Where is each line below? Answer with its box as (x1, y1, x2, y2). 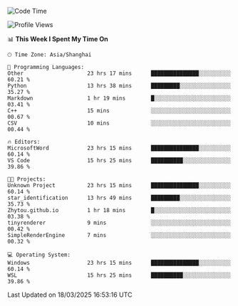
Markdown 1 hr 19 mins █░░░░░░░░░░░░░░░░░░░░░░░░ (7, 95, 232, 102)
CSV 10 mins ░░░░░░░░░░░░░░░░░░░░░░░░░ (7, 120, 232, 127)
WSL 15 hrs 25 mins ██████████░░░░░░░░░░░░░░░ (7, 272, 232, 279)
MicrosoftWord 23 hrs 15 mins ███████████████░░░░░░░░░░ (7, 144, 232, 152)
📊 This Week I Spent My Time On (7, 35, 108, 43)
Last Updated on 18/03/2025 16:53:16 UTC (7, 290, 133, 299)
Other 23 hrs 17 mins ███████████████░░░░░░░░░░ (7, 70, 232, 77)
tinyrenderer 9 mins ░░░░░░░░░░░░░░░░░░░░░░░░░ (7, 219, 232, 226)
